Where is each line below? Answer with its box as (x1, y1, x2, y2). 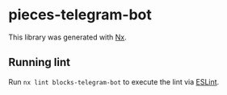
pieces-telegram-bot (8, 6, 152, 24)
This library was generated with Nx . (8, 32, 127, 42)
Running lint (8, 56, 71, 69)
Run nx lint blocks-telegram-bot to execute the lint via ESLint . (8, 76, 220, 86)
